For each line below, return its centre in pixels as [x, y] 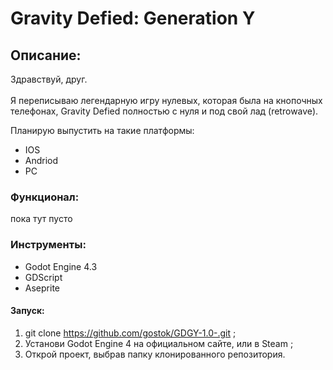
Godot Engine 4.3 [61, 266]
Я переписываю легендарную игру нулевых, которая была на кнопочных [166, 100]
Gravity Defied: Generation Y [133, 18]
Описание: [46, 55]
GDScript [43, 277]
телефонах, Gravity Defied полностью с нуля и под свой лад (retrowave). [164, 111]
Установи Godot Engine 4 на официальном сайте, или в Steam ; [159, 343]
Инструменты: [48, 245]
